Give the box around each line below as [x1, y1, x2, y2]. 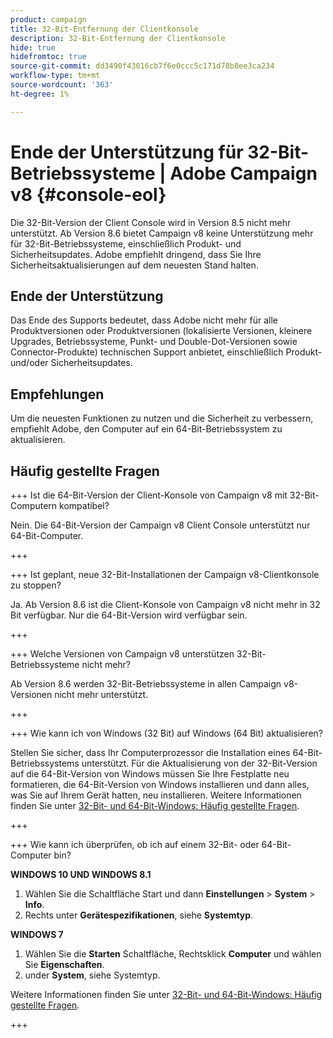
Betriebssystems [10, 757, 80, 769]
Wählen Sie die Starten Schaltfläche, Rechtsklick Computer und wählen [24, 948, 322, 960]
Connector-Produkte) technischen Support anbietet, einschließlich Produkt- [10, 346, 323, 358]
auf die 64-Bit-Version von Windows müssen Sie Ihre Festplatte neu [10, 768, 290, 780]
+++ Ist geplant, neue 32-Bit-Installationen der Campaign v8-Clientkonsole [10, 569, 320, 580]
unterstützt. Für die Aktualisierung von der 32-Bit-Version [81, 757, 318, 769]
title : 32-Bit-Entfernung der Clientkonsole [10, 24, 199, 34]
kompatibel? [59, 500, 110, 511]
